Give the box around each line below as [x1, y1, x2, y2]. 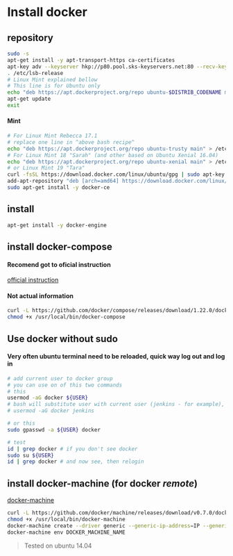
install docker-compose [7, 241, 112, 253]
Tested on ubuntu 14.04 [24, 541, 92, 550]
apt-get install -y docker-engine [7, 222, 107, 229]
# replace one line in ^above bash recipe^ [7, 138, 135, 146]
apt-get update [7, 95, 51, 103]
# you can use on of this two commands [7, 382, 123, 389]
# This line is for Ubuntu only [7, 83, 101, 90]
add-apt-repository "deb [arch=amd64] [7, 178, 119, 185]
